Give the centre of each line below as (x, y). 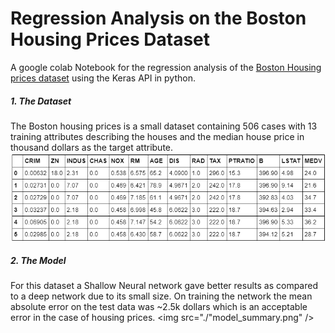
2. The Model (38, 260)
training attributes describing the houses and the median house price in (157, 136)
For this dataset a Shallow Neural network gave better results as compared (164, 286)
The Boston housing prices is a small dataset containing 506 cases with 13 (164, 126)
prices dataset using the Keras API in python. (103, 78)
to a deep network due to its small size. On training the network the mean (161, 296)
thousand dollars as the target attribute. (92, 147)
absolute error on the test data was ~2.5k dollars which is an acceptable (159, 307)
